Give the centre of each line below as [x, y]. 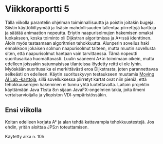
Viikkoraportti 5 [37, 9]
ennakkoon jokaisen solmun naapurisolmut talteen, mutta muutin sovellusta [80, 48]
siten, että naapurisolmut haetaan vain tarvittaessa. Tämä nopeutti [71, 53]
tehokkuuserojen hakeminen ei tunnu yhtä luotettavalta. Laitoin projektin [77, 84]
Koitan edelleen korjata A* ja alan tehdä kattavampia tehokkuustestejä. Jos [80, 122]
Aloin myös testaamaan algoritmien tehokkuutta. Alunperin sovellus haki [77, 43]
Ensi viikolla [24, 110]
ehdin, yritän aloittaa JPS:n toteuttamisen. [47, 127]
